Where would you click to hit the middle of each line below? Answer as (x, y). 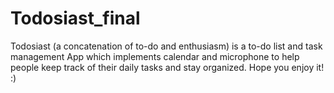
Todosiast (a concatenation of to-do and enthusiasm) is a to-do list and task (166, 46)
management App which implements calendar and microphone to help (155, 56)
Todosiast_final (75, 18)
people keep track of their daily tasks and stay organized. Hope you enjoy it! (167, 67)
